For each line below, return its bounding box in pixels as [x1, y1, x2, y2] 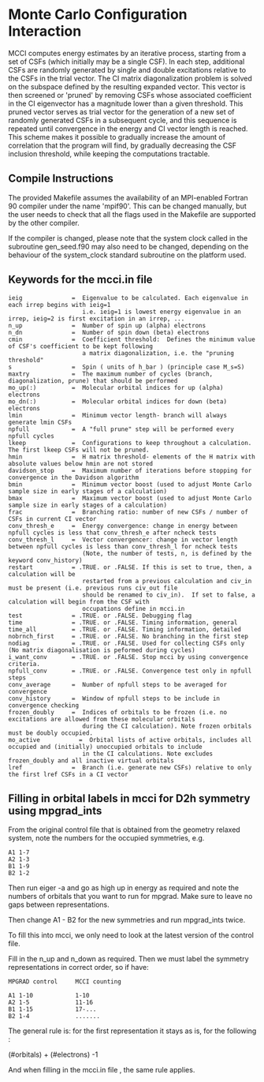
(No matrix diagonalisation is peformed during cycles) [8, 646, 195, 654]
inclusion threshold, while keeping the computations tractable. [8, 148, 210, 159]
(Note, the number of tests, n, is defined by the [82, 549, 252, 557]
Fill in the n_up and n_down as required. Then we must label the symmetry [8, 954, 250, 964]
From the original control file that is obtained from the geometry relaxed [8, 825, 240, 834]
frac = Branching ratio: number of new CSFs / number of [8, 507, 248, 516]
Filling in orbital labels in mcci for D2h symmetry [8, 792, 251, 805]
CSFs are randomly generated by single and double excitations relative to [8, 65, 247, 74]
